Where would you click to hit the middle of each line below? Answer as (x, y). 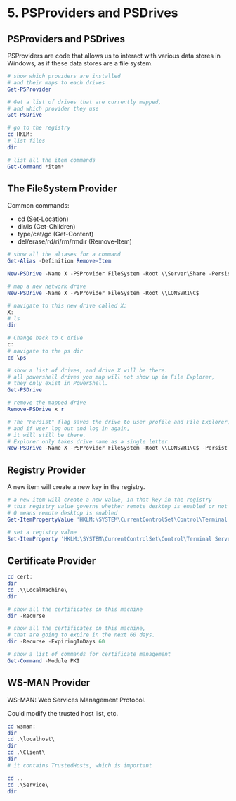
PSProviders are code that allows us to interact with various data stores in (114, 56)
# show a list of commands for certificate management (89, 655)
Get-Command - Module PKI (44, 661)
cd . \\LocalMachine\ (38, 590)
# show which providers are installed (64, 76)
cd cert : (20, 577)
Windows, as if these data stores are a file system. (80, 63)
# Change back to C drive (45, 338)
